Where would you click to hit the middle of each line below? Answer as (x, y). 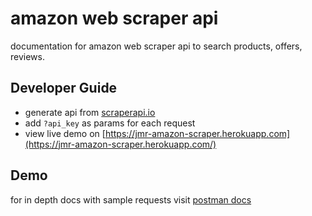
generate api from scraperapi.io (90, 112)
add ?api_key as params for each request (110, 123)
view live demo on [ (65, 133)
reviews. (27, 56)
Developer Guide (64, 88)
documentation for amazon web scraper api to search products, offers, (156, 46)
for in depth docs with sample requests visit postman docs (131, 199)
